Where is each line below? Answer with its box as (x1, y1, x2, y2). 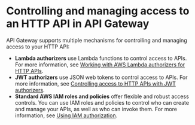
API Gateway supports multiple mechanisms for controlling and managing (6, 36, 187, 44)
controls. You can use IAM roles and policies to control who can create (14, 99, 190, 106)
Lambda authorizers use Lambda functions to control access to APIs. (14, 54, 187, 62)
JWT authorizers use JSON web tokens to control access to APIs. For (14, 74, 188, 81)
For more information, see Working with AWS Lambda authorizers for (14, 61, 185, 68)
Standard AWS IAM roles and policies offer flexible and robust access (14, 93, 190, 100)
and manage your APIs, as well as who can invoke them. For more (14, 105, 178, 112)
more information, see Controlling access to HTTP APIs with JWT (14, 80, 176, 87)
